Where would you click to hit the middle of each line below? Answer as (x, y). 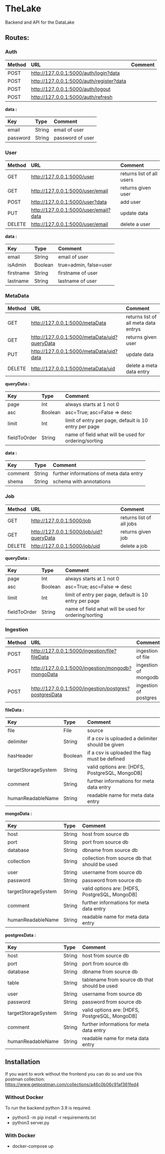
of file (143, 657)
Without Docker (24, 1097)
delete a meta (142, 366)
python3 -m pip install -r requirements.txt (54, 1117)
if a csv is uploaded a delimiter (122, 738)
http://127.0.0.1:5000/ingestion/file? (74, 651)
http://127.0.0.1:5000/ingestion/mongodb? (81, 668)
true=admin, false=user (85, 265)
